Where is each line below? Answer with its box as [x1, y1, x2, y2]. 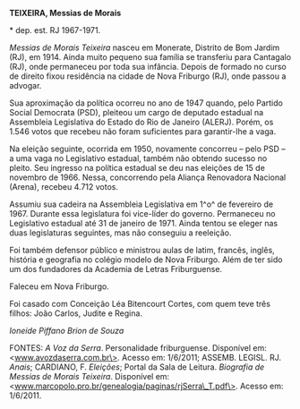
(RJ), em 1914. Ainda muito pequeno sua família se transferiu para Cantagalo [9, 52, 292, 62]
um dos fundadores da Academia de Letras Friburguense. [9, 264, 222, 274]
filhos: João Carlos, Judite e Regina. [9, 308, 143, 319]
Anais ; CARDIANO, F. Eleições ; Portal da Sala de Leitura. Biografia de [9, 362, 265, 372]
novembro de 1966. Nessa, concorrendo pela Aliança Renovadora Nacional [9, 172, 287, 183]
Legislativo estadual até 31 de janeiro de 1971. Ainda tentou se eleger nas [9, 218, 279, 228]
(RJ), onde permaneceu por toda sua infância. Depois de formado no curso [9, 62, 287, 72]
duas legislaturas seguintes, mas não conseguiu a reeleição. [9, 227, 232, 238]
